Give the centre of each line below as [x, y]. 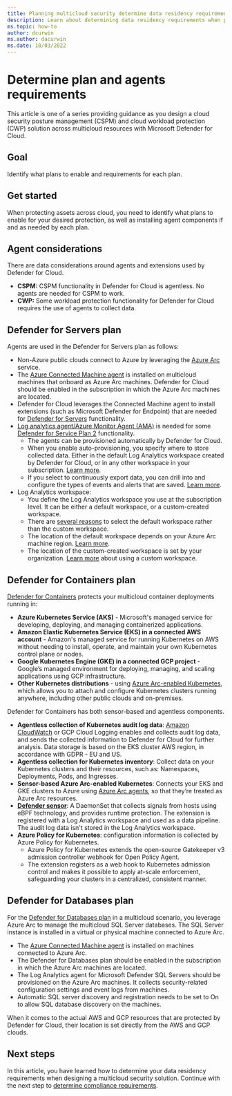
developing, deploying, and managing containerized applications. [110, 625]
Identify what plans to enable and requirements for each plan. [95, 174]
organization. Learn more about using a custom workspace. [112, 558]
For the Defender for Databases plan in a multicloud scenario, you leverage [114, 917]
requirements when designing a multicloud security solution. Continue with [114, 1078]
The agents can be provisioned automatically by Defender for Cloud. [125, 441]
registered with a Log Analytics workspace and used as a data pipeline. [119, 820]
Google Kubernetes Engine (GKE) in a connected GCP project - [109, 661]
